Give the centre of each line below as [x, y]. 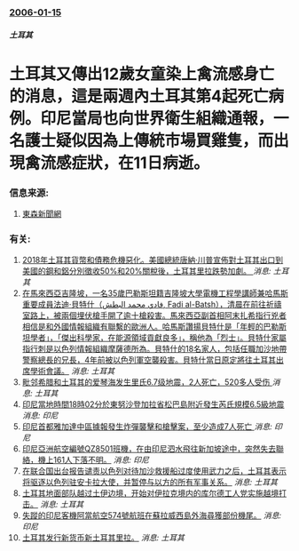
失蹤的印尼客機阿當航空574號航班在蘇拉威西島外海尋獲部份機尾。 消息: [152, 515]
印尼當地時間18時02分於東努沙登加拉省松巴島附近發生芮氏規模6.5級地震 [153, 404]
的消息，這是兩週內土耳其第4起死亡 [139, 96]
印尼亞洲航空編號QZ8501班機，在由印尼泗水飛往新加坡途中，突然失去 [149, 449]
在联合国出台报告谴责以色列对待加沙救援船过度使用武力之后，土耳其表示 [154, 471]
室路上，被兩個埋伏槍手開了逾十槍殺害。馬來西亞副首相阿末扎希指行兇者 [154, 315]
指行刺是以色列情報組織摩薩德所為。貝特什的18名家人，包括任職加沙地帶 [154, 349]
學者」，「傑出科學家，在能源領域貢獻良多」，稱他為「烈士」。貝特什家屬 [158, 338]
